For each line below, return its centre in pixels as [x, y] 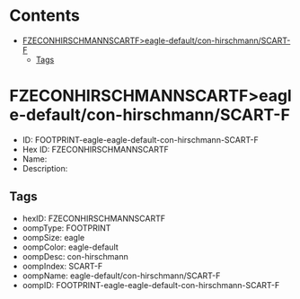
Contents [45, 16]
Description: [45, 168]
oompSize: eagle [53, 237]
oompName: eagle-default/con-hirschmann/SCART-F [121, 276]
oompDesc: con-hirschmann [75, 256]
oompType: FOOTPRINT [66, 228]
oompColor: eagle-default [70, 247]
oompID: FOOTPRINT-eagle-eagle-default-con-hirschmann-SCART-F [151, 285]
